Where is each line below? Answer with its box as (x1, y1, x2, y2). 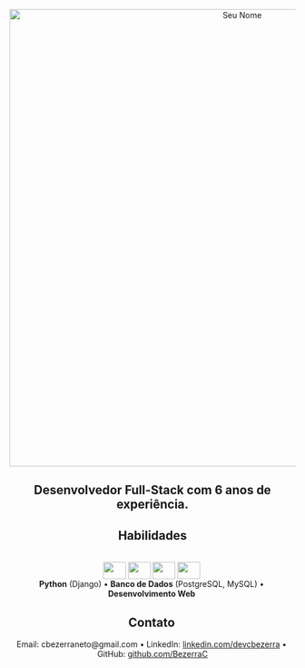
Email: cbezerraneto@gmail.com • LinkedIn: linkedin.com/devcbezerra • (16, 639, 288, 650)
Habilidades (117, 528, 188, 543)
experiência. (116, 497, 189, 512)
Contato (128, 614, 175, 630)
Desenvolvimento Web (107, 588, 196, 600)
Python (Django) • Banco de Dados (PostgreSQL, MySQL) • (39, 579, 265, 590)
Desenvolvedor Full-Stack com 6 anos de (34, 482, 271, 498)
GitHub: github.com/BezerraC (96, 649, 209, 660)
